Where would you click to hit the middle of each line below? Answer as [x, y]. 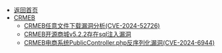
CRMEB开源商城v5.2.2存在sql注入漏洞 [77, 34]
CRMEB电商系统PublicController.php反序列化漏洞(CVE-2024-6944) [119, 42]
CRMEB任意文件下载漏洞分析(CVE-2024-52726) [92, 25]
